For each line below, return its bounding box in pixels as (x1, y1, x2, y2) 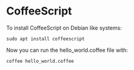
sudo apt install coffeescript (6, 36, 85, 42)
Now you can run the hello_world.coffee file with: (6, 46, 129, 54)
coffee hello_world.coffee (6, 58, 74, 64)
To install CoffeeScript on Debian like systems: (6, 24, 122, 31)
